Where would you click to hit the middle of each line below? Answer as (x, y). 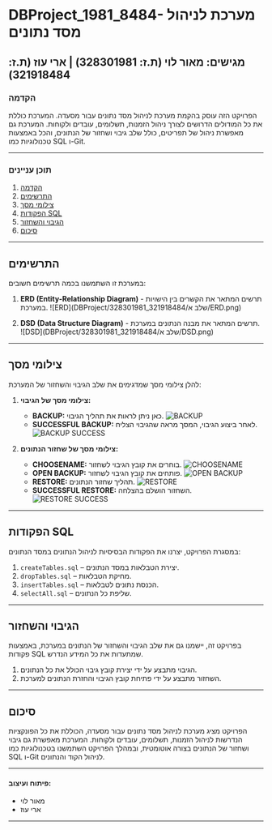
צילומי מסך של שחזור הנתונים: (69, 448)
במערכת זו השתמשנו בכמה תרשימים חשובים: (77, 283)
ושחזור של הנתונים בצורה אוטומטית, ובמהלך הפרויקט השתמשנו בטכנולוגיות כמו (129, 748)
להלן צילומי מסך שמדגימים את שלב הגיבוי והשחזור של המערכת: (105, 384)
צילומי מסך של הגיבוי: (55, 400)
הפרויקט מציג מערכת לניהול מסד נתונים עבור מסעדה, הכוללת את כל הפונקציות (128, 731)
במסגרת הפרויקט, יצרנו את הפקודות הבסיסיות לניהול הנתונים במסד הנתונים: (125, 551)
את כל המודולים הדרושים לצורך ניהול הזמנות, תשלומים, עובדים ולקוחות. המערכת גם (136, 124)
